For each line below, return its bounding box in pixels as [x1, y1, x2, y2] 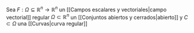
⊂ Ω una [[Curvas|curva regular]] [6, 20, 88, 27]
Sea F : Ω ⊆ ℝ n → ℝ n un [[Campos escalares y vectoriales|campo [6, 5, 167, 13]
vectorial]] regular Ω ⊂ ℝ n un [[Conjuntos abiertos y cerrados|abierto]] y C [6, 12, 188, 21]
